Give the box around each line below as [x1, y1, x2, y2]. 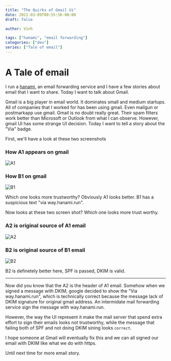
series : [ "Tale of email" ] [5, 45, 63, 50]
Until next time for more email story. [5, 350, 80, 356]
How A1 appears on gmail [5, 148, 69, 155]
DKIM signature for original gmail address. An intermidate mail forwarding [5, 299, 159, 304]
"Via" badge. [5, 126, 32, 132]
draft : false [5, 17, 33, 22]
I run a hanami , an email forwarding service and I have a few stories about [5, 84, 160, 90]
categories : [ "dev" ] [5, 40, 49, 45]
